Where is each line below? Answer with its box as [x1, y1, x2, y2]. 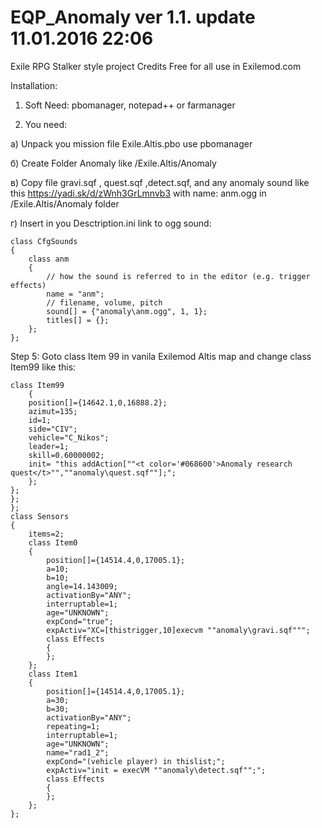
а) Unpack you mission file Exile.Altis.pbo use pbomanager [10, 137, 253, 150]
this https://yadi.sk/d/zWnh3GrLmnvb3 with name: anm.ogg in [10, 187, 267, 199]
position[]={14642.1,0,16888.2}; [28, 397, 168, 408]
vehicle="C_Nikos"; [28, 432, 110, 443]
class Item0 [28, 537, 78, 548]
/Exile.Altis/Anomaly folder [10, 197, 120, 210]
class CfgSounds [10, 236, 78, 246]
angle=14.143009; [46, 581, 118, 591]
